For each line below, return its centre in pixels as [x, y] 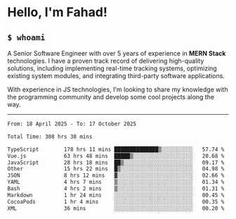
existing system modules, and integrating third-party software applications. [116, 76]
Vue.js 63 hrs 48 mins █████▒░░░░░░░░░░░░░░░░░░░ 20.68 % [116, 156]
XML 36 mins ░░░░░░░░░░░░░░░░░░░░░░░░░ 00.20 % [116, 208]
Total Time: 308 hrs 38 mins [50, 137]
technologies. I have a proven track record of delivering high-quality [106, 61]
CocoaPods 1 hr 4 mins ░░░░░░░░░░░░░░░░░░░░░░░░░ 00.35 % [116, 201]
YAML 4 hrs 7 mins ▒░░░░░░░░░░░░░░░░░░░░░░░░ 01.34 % [116, 182]
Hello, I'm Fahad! [57, 12]
